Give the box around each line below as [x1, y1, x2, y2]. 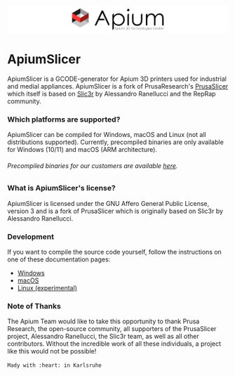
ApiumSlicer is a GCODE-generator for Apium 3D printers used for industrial [7, 74, 227, 83]
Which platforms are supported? [7, 115, 121, 124]
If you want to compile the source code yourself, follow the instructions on [7, 248, 222, 257]
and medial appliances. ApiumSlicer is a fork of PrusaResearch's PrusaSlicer [7, 82, 229, 90]
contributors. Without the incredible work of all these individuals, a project [7, 339, 222, 348]
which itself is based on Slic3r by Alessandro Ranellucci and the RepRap [7, 89, 216, 98]
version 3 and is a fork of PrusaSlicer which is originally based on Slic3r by [7, 207, 223, 215]
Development [7, 231, 55, 241]
